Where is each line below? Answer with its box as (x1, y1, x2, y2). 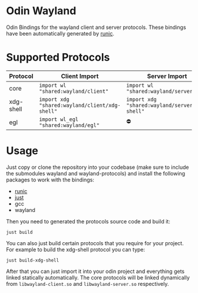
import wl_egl (39, 116, 78, 122)
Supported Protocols (6, 51, 110, 64)
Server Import (147, 72, 187, 80)
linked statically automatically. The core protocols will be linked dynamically (6, 274, 190, 281)
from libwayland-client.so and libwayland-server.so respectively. (6, 280, 169, 287)
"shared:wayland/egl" (39, 122, 100, 128)
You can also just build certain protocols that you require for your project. (6, 239, 184, 246)
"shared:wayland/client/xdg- (39, 102, 121, 109)
